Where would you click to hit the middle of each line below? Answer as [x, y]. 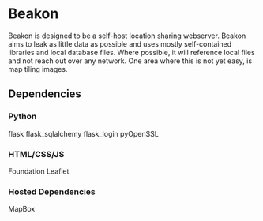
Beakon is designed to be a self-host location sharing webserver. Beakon [127, 36]
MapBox [22, 209]
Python [23, 117]
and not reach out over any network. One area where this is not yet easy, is [130, 61]
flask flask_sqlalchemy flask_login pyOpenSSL [84, 133]
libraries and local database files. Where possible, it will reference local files [131, 52]
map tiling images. [38, 69]
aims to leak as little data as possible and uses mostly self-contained [120, 43]
